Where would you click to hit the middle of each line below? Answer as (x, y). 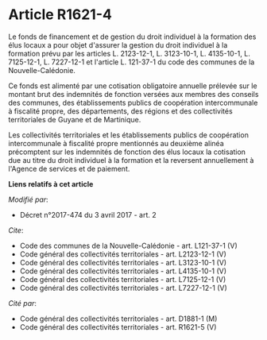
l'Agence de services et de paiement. (69, 168)
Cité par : (23, 303)
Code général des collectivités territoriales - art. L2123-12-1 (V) (123, 254)
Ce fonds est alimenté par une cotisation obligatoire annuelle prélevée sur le (133, 86)
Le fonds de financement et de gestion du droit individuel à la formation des (132, 37)
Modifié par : (29, 199)
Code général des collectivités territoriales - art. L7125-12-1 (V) (123, 279)
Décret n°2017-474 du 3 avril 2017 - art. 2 (88, 214)
